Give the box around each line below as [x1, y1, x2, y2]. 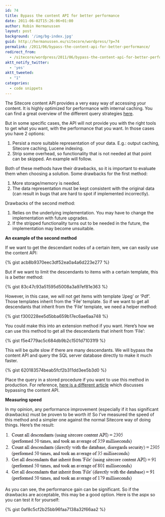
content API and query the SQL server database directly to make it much [5, 352, 152, 358]
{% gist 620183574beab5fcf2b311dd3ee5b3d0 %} [5, 367, 107, 373]
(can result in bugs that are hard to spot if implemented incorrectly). [12, 190, 150, 197]
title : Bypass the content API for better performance [5, 13, 120, 18]
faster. [5, 357, 18, 363]
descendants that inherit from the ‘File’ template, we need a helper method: [5, 304, 158, 310]
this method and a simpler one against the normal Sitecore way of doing [5, 416, 151, 422]
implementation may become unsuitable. [12, 225, 95, 231]
